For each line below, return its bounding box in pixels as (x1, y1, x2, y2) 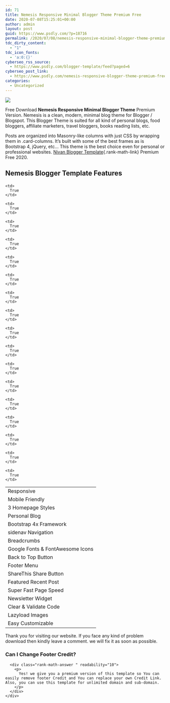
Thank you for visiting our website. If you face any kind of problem (5, 633, 144, 639)
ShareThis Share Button (8, 570, 64, 577)
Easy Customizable (8, 620, 54, 627)
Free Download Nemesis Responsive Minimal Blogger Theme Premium (5, 106, 155, 112)
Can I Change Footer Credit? (5, 651, 76, 658)
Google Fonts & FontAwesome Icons (8, 545, 94, 553)
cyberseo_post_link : (5, 69, 49, 74)
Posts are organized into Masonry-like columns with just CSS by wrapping (5, 133, 160, 139)
